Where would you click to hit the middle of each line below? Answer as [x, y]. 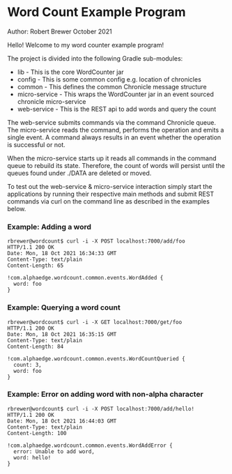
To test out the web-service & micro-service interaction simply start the [110, 186]
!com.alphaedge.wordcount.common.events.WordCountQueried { [96, 359]
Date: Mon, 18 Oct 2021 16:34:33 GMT [62, 254]
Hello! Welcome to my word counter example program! [86, 45]
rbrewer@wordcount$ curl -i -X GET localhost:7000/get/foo [95, 322]
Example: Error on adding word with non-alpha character [105, 395]
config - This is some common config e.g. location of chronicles [109, 79]
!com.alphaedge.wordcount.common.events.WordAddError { [90, 445]
